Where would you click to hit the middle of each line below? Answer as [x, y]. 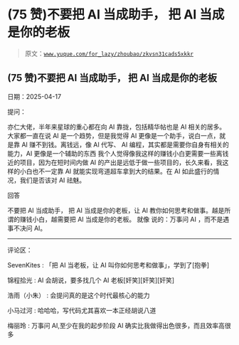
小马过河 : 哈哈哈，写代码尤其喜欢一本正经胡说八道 [82, 310]
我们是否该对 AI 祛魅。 [53, 180]
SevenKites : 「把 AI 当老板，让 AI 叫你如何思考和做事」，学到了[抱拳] [108, 265]
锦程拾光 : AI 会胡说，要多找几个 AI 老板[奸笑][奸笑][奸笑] [91, 280]
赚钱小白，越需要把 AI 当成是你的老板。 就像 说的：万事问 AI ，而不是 [121, 219]
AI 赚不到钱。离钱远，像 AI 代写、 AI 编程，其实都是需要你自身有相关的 [125, 144]
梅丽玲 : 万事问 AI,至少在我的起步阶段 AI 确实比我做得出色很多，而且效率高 [116, 325]
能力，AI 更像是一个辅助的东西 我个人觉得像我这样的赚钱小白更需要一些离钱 [118, 153]
